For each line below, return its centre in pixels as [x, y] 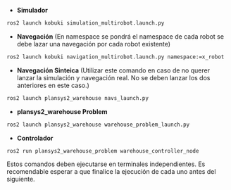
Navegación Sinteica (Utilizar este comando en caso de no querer [113, 70]
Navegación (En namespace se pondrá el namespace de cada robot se [120, 36]
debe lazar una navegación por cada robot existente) [93, 44]
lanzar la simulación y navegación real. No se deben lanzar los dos [113, 77]
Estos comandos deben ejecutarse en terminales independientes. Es [106, 164]
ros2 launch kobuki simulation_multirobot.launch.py [86, 23]
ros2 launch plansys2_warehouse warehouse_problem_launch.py [98, 125]
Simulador [32, 10]
